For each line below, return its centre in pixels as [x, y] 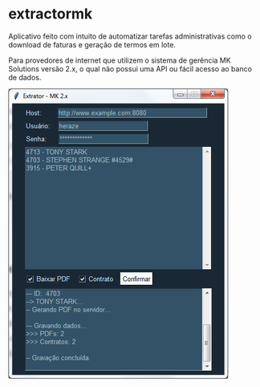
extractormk [51, 14]
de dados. [25, 77]
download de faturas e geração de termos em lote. [92, 44]
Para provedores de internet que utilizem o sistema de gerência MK [120, 60]
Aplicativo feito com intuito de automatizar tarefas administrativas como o [130, 36]
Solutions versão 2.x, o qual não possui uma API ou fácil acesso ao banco [130, 68]
